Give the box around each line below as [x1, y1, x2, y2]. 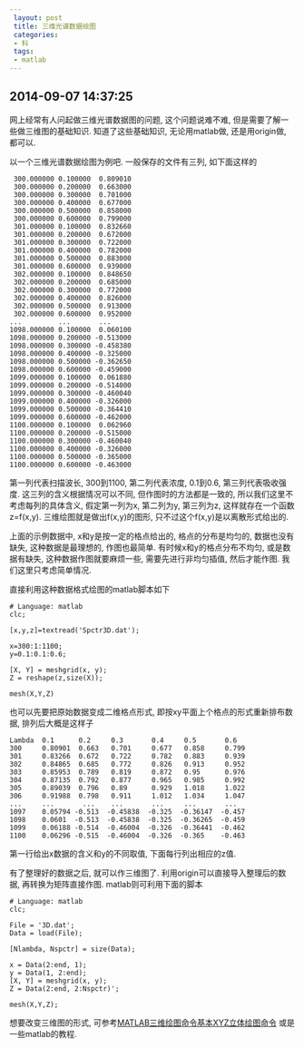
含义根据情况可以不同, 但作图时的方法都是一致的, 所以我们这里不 [53, 488, 293, 499]
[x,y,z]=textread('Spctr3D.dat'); [9, 625, 141, 635]
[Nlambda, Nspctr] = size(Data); [9, 945, 136, 954]
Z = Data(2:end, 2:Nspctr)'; [9, 984, 120, 994]
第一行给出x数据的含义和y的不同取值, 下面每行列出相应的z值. [9, 847, 237, 858]
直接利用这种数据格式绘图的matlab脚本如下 [9, 583, 171, 594]
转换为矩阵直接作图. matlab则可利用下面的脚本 [29, 878, 203, 889]
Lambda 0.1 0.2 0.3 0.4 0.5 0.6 [9, 736, 238, 745]
